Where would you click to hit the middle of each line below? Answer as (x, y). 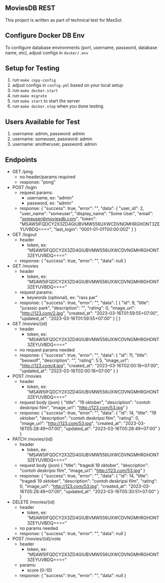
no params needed (39, 528)
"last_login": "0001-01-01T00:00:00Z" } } (95, 230)
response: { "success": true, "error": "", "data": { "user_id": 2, (82, 208)
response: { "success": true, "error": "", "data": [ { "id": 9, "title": (84, 303)
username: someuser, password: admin (52, 139)
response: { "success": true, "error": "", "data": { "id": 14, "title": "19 (88, 413)
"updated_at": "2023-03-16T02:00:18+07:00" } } (69, 371)
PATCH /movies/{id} (33, 439)
